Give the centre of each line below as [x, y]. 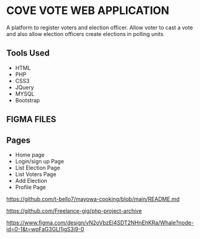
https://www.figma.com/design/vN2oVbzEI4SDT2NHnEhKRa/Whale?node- [100, 223]
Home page [30, 155]
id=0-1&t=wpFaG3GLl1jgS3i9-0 [45, 229]
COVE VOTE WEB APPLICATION [88, 11]
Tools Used [28, 53]
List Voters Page [36, 174]
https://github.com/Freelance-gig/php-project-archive [74, 210]
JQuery [25, 87]
